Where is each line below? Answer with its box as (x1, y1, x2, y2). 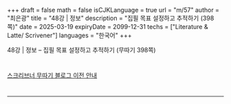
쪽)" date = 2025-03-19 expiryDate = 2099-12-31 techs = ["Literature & (7, 23, 208, 30)
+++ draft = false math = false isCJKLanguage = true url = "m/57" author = (7, 6, 220, 14)
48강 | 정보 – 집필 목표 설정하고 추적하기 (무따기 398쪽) (7, 46, 156, 54)
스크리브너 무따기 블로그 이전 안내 (7, 72, 98, 80)
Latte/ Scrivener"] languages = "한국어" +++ (7, 31, 132, 39)
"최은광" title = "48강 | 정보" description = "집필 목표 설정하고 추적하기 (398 (7, 14, 214, 22)
